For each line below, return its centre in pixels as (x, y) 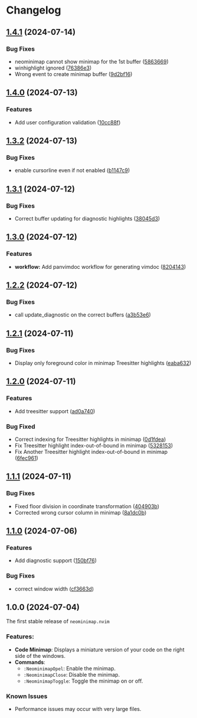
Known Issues (27, 696)
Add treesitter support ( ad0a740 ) (55, 411)
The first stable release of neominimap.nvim (58, 621)
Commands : (30, 662)
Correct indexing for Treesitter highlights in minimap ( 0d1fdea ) (90, 439)
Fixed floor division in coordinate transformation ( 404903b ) (87, 506)
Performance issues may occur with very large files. (78, 709)
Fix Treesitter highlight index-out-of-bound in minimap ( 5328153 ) (94, 445)
